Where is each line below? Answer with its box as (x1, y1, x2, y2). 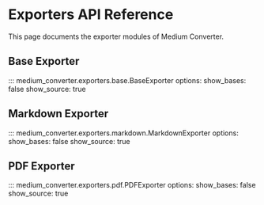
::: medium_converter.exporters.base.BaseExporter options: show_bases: (8, 75, 247, 85)
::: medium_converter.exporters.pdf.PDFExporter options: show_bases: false (8, 180, 256, 190)
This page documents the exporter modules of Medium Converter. (8, 32, 224, 41)
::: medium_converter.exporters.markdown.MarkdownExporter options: (8, 128, 239, 138)
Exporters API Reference (8, 6, 174, 24)
